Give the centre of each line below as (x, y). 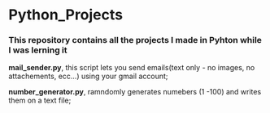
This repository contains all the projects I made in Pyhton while (135, 40)
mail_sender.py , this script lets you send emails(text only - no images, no (132, 68)
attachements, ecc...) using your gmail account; (88, 76)
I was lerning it (38, 50)
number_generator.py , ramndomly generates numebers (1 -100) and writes (135, 92)
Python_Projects (66, 15)
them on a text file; (40, 100)
